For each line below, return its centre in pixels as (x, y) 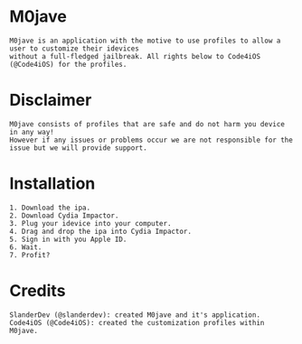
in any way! (32, 132)
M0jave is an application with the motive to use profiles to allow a (145, 41)
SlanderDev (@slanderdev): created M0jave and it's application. (135, 315)
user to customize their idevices (75, 48)
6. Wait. (26, 247)
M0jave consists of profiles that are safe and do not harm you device (147, 124)
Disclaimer (51, 100)
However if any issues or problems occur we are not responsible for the (151, 140)
